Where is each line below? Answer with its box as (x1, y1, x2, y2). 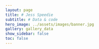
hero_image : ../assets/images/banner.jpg (5, 21, 94, 27)
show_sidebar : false (5, 31, 49, 36)
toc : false (5, 36, 28, 41)
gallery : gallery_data (5, 27, 53, 32)
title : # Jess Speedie (5, 12, 53, 17)
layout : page (5, 7, 33, 13)
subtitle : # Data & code (5, 17, 58, 22)
